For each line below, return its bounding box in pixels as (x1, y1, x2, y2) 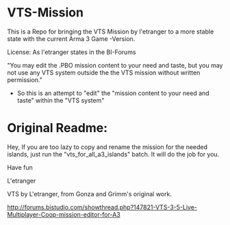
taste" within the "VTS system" (16, 96, 105, 104)
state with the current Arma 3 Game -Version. (7, 34, 136, 42)
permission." (7, 75, 43, 83)
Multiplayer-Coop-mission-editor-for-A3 (7, 210, 121, 218)
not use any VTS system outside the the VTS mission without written (7, 68, 201, 77)
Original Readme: (7, 120, 108, 136)
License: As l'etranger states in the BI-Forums (7, 48, 136, 56)
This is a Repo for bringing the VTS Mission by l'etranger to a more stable (7, 27, 214, 36)
